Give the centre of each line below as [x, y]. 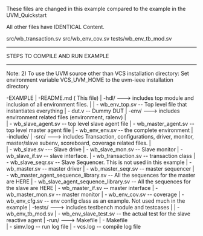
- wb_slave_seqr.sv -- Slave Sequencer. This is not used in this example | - [99, 162]
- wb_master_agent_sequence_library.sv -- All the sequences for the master [101, 175]
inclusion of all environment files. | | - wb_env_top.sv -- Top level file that [97, 104]
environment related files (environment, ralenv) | [66, 117]
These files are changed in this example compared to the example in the [96, 9]
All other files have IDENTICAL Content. [55, 27]
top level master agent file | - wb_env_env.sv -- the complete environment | [100, 130]
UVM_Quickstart [27, 15]
